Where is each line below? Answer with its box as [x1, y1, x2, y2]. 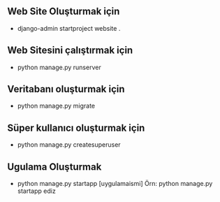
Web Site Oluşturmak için [7, 6, 120, 17]
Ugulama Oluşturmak [7, 161, 102, 173]
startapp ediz [17, 187, 56, 195]
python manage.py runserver [17, 63, 101, 71]
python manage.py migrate [17, 101, 96, 110]
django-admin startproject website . [17, 24, 121, 32]
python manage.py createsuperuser [17, 140, 121, 149]
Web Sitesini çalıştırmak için [7, 45, 133, 57]
